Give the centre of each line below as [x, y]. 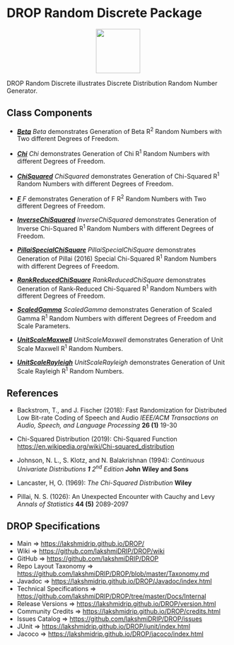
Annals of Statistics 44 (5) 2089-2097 [72, 504]
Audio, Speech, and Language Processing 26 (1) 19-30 [97, 425]
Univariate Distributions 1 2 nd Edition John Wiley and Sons [103, 468]
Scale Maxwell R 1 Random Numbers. [70, 348]
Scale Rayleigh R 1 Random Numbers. [70, 370]
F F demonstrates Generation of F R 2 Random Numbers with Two [111, 198]
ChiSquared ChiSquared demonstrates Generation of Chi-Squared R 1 [118, 175]
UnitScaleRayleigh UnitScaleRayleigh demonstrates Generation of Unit [121, 362]
